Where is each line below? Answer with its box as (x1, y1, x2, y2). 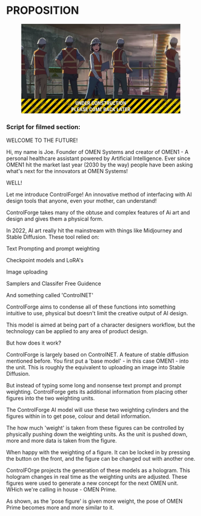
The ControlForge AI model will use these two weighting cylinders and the (6, 406, 189, 413)
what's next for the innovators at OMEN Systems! (6, 167, 128, 174)
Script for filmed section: (6, 123, 81, 131)
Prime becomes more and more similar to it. (6, 503, 114, 511)
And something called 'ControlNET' (6, 291, 94, 298)
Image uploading (6, 268, 48, 275)
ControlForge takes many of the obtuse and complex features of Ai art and (6, 209, 190, 216)
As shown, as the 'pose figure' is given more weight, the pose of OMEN (6, 497, 183, 505)
